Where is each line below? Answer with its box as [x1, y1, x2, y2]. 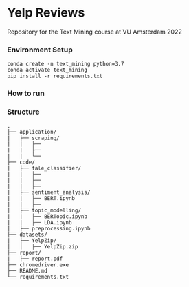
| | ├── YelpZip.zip [7, 244, 78, 250]
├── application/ [7, 129, 57, 136]
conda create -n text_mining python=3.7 [7, 61, 125, 68]
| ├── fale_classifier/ [7, 165, 81, 172]
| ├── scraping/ [7, 135, 60, 142]
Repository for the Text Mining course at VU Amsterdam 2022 [7, 28, 182, 36]
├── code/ [7, 159, 36, 166]
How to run [7, 88, 45, 98]
